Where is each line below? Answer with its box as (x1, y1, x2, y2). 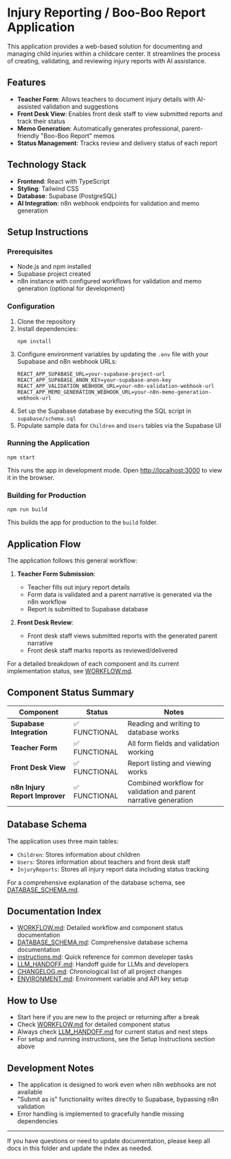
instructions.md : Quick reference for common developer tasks (16, 953, 194, 961)
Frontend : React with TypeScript (16, 177, 110, 185)
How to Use (7, 995, 58, 1006)
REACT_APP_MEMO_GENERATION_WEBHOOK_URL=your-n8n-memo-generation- (16, 389, 212, 396)
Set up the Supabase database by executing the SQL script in (16, 407, 192, 415)
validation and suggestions (42, 102, 119, 111)
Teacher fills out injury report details (27, 583, 131, 591)
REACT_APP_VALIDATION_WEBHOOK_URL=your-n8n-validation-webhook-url (16, 382, 214, 389)
